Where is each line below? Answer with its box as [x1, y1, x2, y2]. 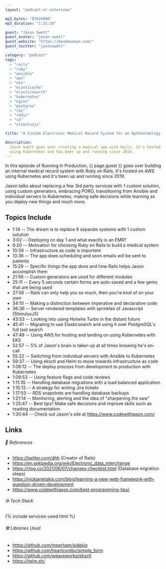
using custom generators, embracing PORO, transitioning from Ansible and [5, 188, 158, 194]
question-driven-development [12, 481, 74, 487]
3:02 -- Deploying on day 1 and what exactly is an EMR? [12, 237, 127, 243]
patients [12, 258, 29, 264]
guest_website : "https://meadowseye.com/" [5, 39, 94, 44]
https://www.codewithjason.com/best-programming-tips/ [12, 487, 130, 492]
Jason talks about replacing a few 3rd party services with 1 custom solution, [5, 183, 161, 189]
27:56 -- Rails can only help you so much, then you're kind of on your [12, 290, 155, 296]
